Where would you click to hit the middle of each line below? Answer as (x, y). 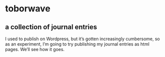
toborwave (28, 9)
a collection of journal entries (51, 27)
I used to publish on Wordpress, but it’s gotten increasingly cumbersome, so (82, 39)
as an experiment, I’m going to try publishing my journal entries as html (77, 44)
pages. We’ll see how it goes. (35, 49)
